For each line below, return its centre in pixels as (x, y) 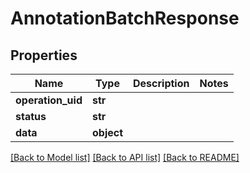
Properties (44, 55)
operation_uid (49, 100)
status (31, 116)
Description (161, 83)
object (107, 132)
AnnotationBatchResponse (125, 18)
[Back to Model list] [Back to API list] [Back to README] (125, 157)
